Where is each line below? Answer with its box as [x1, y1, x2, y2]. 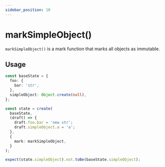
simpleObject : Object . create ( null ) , [10, 92, 87, 97]
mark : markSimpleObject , [14, 139, 66, 144]
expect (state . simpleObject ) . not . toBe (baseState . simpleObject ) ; [5, 157, 141, 162]
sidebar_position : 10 [5, 7, 51, 13]
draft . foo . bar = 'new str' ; [14, 120, 73, 125]
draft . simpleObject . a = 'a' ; [14, 125, 75, 130]
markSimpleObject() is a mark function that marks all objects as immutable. [5, 46, 160, 52]
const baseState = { [5, 73, 49, 78]
